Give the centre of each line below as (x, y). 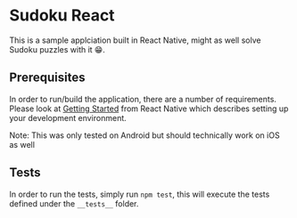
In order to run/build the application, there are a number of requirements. (143, 99)
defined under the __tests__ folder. (74, 203)
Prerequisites (47, 78)
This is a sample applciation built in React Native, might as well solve (135, 40)
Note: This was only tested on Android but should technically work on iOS (144, 135)
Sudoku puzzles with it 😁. (57, 49)
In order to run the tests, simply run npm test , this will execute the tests (140, 194)
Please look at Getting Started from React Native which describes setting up (149, 109)
